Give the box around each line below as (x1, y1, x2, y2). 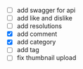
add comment (16, 30, 58, 38)
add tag (16, 46, 39, 54)
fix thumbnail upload (16, 54, 77, 62)
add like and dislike (16, 14, 73, 23)
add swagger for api (16, 6, 76, 14)
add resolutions (16, 22, 63, 30)
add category (16, 38, 56, 46)
